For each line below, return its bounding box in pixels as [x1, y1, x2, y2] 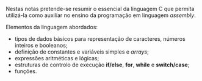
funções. [14, 68, 37, 75]
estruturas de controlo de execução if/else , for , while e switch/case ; [14, 61, 190, 68]
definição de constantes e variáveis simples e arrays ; [14, 48, 149, 55]
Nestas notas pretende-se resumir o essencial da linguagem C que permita [5, 5, 195, 12]
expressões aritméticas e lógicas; [14, 55, 99, 62]
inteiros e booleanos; [14, 42, 68, 49]
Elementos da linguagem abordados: [5, 24, 98, 30]
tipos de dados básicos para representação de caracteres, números [14, 35, 186, 42]
